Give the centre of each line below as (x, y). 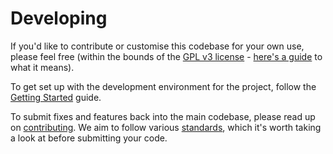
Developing (59, 18)
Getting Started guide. (56, 97)
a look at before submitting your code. (89, 138)
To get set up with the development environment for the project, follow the (163, 86)
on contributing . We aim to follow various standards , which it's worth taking (166, 127)
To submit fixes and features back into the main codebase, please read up (163, 116)
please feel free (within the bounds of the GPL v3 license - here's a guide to (166, 56)
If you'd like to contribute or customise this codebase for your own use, (157, 46)
